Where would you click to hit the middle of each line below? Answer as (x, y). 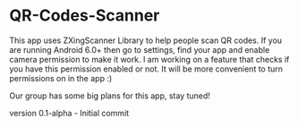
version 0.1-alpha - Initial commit (69, 113)
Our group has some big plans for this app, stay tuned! (110, 96)
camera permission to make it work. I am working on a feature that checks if (149, 59)
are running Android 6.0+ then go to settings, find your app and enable (140, 49)
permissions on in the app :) (61, 78)
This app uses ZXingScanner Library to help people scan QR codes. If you (146, 40)
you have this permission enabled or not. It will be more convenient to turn (146, 69)
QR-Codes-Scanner (85, 16)
